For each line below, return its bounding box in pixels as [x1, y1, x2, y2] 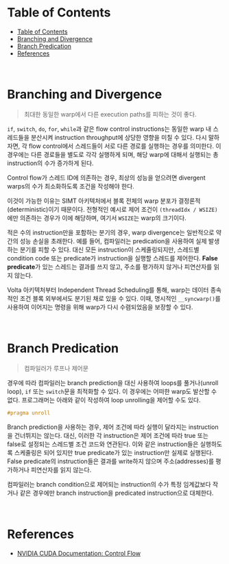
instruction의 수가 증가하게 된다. [7, 159, 94, 167]
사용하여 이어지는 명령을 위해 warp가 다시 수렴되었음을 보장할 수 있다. [7, 303, 193, 311]
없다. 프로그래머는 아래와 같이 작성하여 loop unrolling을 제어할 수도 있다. [7, 395, 201, 404]
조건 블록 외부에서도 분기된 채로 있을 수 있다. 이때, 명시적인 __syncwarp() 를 [19, 294, 221, 302]
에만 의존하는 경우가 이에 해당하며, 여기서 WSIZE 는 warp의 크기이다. [7, 214, 186, 222]
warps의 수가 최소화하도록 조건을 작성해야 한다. [7, 182, 135, 190]
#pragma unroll [7, 409, 51, 416]
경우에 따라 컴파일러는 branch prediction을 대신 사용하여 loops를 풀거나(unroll [7, 378, 219, 387]
